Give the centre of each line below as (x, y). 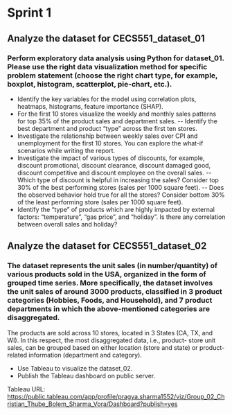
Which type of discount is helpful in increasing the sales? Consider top (118, 180)
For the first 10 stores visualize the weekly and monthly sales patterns (117, 114)
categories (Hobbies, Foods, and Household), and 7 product (110, 301)
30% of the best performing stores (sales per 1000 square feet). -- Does (121, 187)
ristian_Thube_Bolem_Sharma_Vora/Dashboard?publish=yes (92, 404)
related (17, 355)
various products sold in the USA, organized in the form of (107, 274)
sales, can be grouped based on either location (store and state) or (103, 347)
